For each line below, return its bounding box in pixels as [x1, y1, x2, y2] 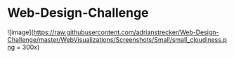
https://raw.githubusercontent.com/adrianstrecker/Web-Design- [33, 28, 219, 36]
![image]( [7, 28, 34, 36]
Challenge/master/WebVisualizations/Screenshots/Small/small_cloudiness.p [7, 35, 227, 43]
